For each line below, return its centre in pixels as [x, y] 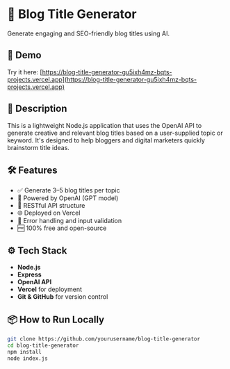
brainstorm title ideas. [38, 147]
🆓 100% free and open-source [62, 228]
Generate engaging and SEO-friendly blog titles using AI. [89, 33]
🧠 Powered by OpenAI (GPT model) [68, 198]
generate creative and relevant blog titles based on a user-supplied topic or [115, 133]
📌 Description [37, 109]
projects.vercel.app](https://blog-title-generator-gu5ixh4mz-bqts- [102, 79]
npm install [24, 352]
